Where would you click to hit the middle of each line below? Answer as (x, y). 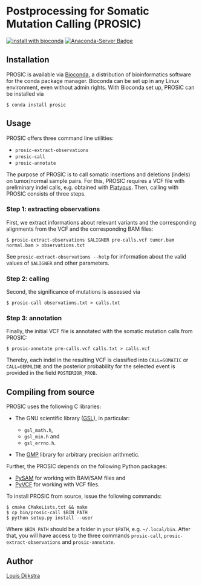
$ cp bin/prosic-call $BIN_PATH (47, 513)
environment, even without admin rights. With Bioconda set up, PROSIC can (100, 87)
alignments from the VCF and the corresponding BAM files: (80, 229)
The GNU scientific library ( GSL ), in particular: (72, 418)
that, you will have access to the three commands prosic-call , (85, 536)
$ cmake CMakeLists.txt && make (47, 507)
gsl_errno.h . (40, 443)
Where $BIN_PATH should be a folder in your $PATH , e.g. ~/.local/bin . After (98, 529)
